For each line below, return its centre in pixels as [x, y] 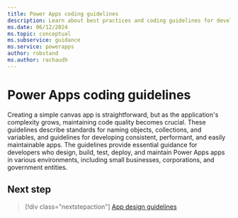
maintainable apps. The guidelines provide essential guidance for [102, 144]
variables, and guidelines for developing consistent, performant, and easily [117, 137]
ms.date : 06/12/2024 [38, 27]
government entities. [38, 167]
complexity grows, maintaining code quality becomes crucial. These [107, 122]
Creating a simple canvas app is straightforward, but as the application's [113, 115]
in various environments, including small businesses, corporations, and [111, 159]
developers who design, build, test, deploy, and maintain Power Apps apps [116, 152]
